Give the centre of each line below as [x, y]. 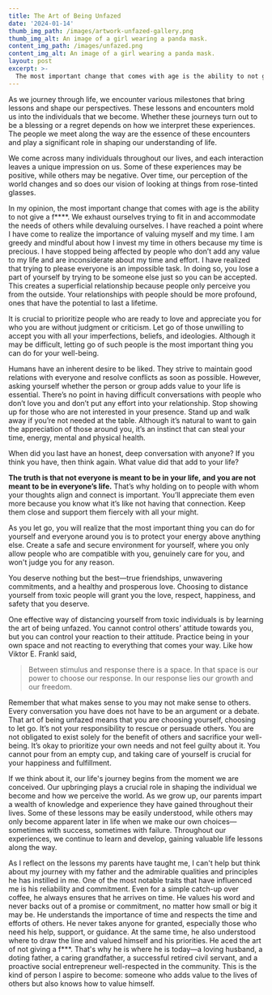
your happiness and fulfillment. [60, 762]
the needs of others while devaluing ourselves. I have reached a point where [136, 225]
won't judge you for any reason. [62, 562]
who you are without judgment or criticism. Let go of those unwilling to [126, 327]
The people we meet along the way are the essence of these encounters [130, 134]
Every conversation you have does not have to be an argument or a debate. [134, 711]
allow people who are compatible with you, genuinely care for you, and [127, 553]
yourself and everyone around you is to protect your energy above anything [134, 536]
